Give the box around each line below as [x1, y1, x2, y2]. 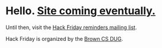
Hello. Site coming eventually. [5, 4, 155, 18]
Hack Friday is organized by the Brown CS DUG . [5, 35, 123, 42]
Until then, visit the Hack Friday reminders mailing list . [5, 24, 137, 31]
